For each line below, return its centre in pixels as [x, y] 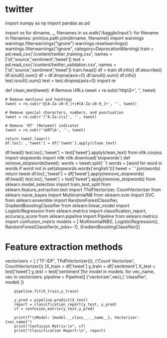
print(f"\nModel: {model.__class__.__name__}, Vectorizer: [77, 317]
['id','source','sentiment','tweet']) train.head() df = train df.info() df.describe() [83, 70]
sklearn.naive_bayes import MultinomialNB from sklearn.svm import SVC [80, 195]
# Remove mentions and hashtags [39, 99]
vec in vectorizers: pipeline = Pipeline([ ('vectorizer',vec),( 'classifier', [76, 276]
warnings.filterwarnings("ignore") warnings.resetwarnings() [67, 43]
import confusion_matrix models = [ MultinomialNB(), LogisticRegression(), [82, 221]
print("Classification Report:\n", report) [60, 330]
